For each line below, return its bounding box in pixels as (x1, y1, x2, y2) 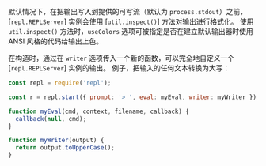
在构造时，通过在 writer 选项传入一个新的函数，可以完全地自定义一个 (8, 54, 235, 62)
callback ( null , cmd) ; (15, 115, 87, 123)
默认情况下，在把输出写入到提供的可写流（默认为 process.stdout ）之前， (8, 7, 248, 16)
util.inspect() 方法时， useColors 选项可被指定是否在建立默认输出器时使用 (8, 27, 253, 36)
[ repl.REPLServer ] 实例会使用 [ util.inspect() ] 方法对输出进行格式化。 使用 (8, 17, 254, 26)
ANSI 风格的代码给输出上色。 (8, 36, 103, 46)
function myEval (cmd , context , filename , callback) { (8, 108, 190, 115)
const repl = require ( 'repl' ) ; (8, 79, 112, 87)
